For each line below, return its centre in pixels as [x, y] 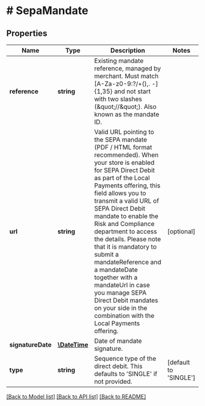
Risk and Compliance [124, 224]
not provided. [113, 382]
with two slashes [118, 99]
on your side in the [121, 308]
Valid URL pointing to [124, 132]
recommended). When [126, 155]
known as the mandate [127, 114]
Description [128, 51]
